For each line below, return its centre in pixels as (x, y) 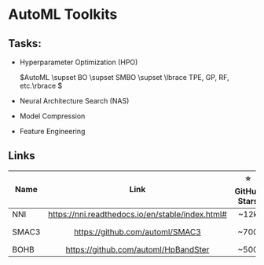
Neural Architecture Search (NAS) (74, 101)
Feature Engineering (52, 131)
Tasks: (25, 44)
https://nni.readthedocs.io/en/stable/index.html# (138, 214)
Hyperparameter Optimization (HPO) (79, 62)
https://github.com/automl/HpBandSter (137, 249)
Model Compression (52, 116)
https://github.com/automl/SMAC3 (137, 231)
